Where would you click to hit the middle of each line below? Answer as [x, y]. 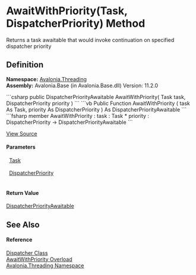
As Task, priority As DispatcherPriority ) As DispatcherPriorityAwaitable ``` [97, 109]
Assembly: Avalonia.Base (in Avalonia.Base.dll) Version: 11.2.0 [82, 85]
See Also [23, 224]
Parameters [21, 147]
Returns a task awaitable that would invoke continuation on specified [90, 40]
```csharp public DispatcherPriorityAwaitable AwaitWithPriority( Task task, [96, 97]
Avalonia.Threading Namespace [45, 266]
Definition [25, 65]
